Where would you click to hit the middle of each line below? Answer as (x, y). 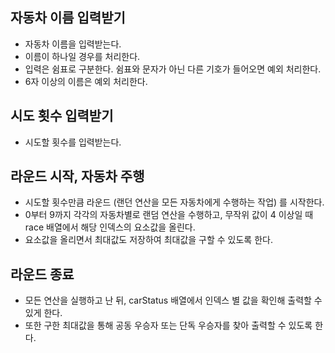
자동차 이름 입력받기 (68, 18)
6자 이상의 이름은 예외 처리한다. (86, 81)
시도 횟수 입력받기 (62, 116)
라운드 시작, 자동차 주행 (77, 176)
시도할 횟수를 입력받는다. (73, 142)
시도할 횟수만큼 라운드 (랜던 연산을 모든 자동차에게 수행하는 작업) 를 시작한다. (174, 202)
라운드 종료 (42, 274)
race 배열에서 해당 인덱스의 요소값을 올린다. (110, 227)
